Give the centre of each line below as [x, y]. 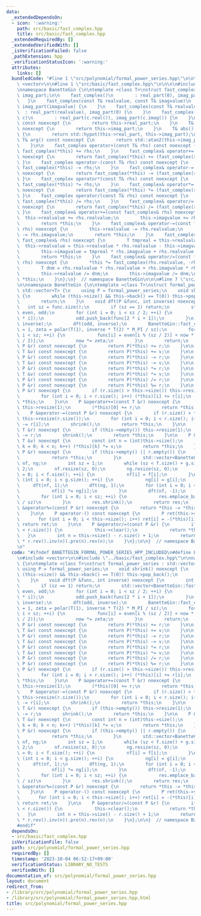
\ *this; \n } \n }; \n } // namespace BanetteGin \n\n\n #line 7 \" [101, 279]
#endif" [26, 825]
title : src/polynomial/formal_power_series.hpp [67, 903]
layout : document [28, 881]
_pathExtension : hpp [37, 56]
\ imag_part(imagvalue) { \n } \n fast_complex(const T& [95, 106]
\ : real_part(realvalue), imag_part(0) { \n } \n [84, 112]
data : [13, 12]
